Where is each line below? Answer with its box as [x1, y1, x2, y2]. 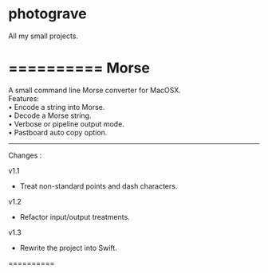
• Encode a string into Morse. [8, 102, 105, 111]
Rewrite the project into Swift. [19, 243, 117, 252]
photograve [8, 5, 87, 23]
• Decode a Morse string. [8, 111, 92, 120]
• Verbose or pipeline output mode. [8, 119, 125, 128]
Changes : [8, 150, 42, 160]
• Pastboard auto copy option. [8, 127, 108, 137]
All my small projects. [8, 31, 78, 41]
